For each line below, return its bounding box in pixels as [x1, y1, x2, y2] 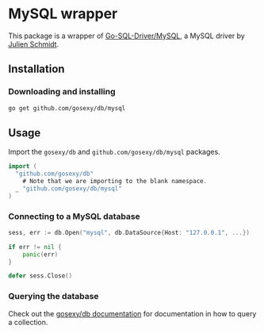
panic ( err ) [22, 251, 59, 258]
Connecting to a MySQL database [8, 211, 140, 222]
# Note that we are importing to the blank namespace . [22, 178, 208, 186]
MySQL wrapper [8, 5, 118, 23]
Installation [8, 63, 65, 76]
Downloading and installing [8, 86, 117, 98]
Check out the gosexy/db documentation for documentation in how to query [8, 308, 257, 318]
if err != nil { [8, 243, 62, 251]
